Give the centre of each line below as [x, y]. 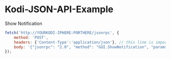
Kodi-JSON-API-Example [59, 9]
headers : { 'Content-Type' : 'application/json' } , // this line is [84, 42]
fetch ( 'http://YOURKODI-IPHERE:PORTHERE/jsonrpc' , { [62, 33]
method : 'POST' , [31, 37]
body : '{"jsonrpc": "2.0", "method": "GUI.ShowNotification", [81, 47]
